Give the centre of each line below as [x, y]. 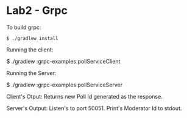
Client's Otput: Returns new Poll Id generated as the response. [84, 96]
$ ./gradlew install [33, 38]
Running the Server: [31, 73]
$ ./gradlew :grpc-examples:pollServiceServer [65, 85]
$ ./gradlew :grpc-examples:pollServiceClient [63, 61]
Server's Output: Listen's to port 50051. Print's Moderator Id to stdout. [94, 108]
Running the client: [30, 50]
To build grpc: [24, 27]
